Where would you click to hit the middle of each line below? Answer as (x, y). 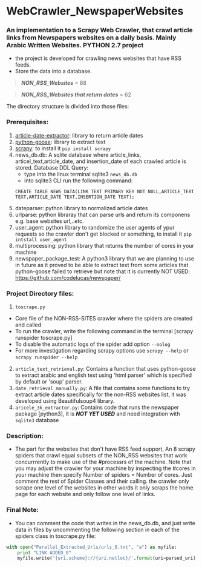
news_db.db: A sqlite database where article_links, (78, 154)
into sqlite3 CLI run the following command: (78, 181)
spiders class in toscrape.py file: (55, 536)
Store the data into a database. (53, 71)
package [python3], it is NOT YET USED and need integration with (97, 414)
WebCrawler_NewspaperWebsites (95, 11)
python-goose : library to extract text (60, 142)
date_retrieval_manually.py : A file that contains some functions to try (103, 388)
